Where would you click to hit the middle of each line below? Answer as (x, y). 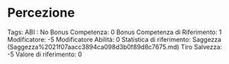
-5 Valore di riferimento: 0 (45, 54)
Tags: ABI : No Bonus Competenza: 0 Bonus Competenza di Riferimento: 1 (114, 32)
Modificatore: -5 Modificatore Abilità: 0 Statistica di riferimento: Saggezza (114, 39)
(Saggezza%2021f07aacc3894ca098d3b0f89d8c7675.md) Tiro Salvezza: (115, 47)
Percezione (41, 13)
